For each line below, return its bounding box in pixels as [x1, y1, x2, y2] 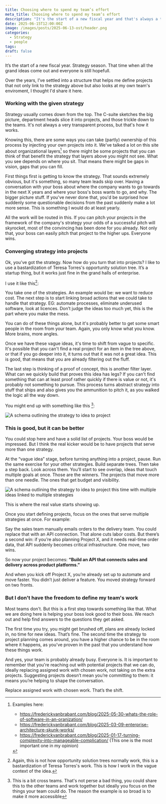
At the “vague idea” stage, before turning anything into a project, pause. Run [5, 456, 161, 462]
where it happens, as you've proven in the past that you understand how [5, 642, 153, 647]
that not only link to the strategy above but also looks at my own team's [5, 82, 151, 88]
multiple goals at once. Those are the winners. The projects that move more [5, 472, 160, 478]
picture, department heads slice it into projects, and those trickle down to [5, 116, 155, 122]
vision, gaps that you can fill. [5, 164, 64, 170]
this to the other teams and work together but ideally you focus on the [12, 783, 155, 789]
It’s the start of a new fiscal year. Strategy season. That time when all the [5, 62, 153, 68]
